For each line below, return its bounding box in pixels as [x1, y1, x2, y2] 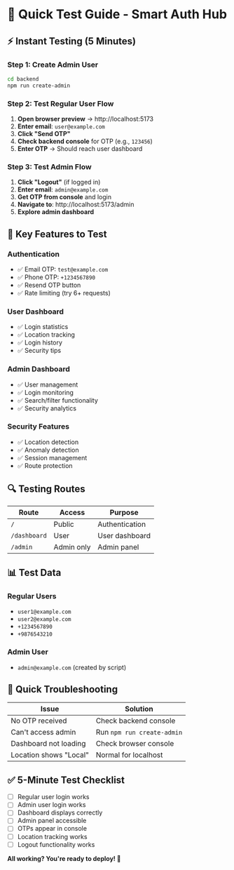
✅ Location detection [17, 438, 79, 446]
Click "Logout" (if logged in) [17, 178, 101, 187]
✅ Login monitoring [17, 388, 74, 396]
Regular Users [7, 591, 57, 601]
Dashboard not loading [11, 739, 86, 749]
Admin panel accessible [17, 817, 87, 825]
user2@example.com [17, 616, 71, 623]
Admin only [53, 542, 91, 551]
